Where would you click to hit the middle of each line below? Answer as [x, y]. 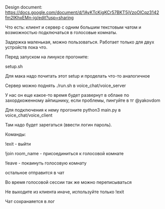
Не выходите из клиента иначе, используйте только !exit [65, 192]
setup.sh [14, 66]
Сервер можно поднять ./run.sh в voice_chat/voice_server [66, 85]
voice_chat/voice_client [29, 115]
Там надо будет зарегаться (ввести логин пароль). [59, 125]
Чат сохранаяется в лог [30, 201]
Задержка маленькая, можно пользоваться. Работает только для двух [80, 42]
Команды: [16, 134]
